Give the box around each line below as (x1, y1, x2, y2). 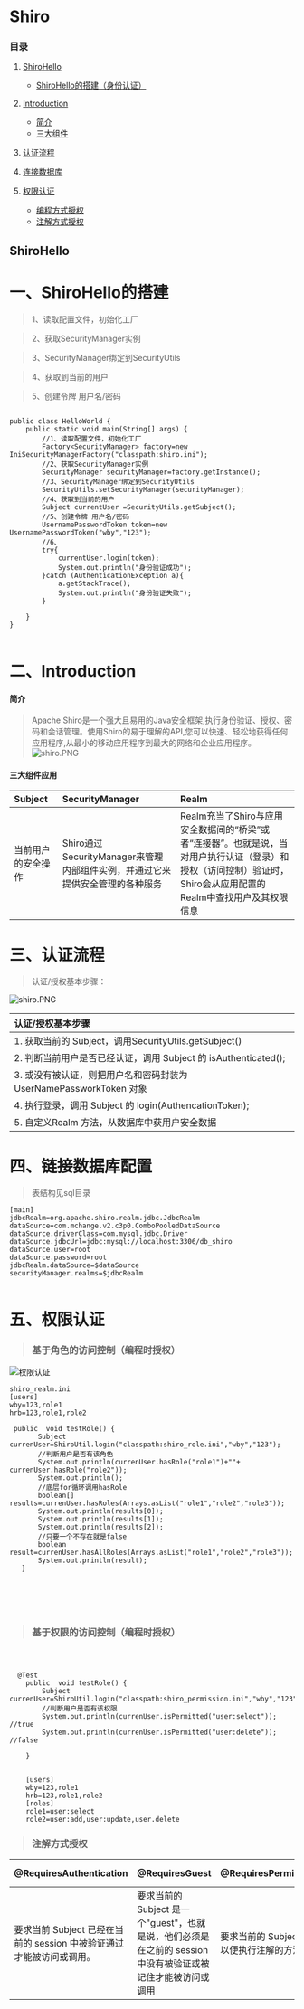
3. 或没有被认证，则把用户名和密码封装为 (14, 1069, 188, 1082)
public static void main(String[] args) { (25, 424, 188, 433)
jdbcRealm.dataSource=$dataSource (9, 1261, 140, 1270)
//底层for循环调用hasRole (37, 1483, 128, 1492)
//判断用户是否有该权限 (42, 1704, 118, 1713)
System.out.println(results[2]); (37, 1522, 165, 1531)
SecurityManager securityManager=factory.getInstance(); (42, 468, 261, 477)
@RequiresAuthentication (14, 1867, 128, 1880)
